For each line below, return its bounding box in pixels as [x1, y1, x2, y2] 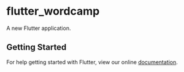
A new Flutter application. [6, 24, 71, 32]
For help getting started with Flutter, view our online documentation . [6, 58, 178, 65]
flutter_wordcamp [6, 4, 100, 18]
